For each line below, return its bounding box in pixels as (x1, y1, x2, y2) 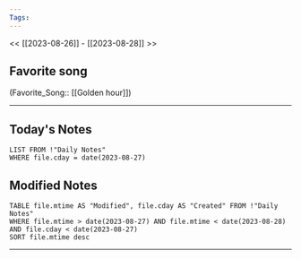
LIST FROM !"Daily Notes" (9, 145, 106, 155)
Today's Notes (9, 122, 92, 137)
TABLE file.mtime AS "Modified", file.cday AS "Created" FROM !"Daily (9, 202, 279, 211)
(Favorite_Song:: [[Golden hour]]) (9, 87, 132, 99)
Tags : (9, 13, 30, 22)
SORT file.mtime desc (9, 233, 90, 242)
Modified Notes (9, 177, 98, 193)
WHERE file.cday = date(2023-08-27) (9, 153, 146, 162)
